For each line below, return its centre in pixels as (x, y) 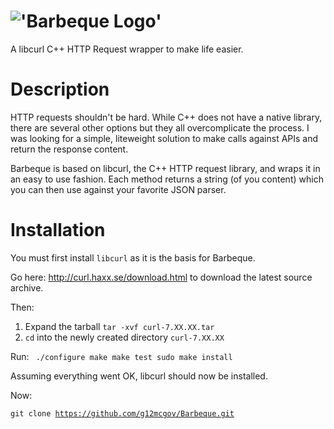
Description (60, 89)
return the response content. (69, 149)
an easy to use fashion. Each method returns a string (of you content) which (167, 179)
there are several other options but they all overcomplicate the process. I (160, 127)
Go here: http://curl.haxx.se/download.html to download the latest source (161, 277)
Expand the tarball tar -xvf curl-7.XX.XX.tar (119, 326)
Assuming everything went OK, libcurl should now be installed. (139, 376)
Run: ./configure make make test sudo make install (121, 356)
